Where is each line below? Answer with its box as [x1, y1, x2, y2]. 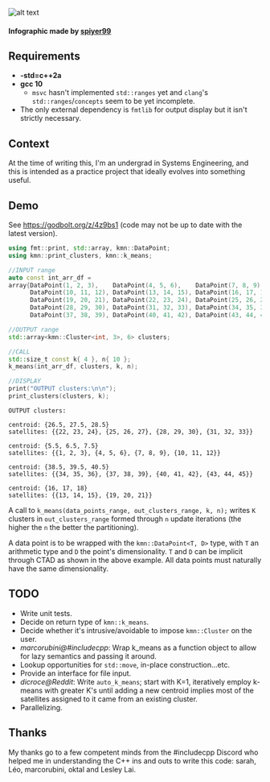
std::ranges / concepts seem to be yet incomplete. [31, 97, 195, 106]
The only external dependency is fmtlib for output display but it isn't [19, 105, 247, 114]
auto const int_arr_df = [8, 274, 92, 282]
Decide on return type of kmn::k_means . [19, 617, 149, 627]
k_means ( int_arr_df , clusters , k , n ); [8, 362, 138, 370]
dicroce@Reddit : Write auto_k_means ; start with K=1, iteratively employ [19, 676, 252, 686]
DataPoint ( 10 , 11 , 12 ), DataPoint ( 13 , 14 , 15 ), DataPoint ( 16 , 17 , [29, 288, 257, 297]
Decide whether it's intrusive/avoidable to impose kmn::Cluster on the [19, 625, 253, 635]
